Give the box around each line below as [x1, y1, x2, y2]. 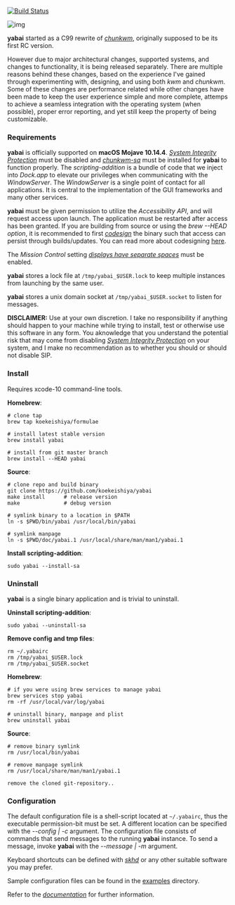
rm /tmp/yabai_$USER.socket [7, 660, 90, 667]
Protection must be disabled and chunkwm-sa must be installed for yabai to [7, 156, 227, 165]
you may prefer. [7, 863, 53, 872]
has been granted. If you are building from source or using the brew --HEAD [7, 222, 227, 230]
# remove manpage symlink [7, 761, 83, 768]
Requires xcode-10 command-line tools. [7, 384, 123, 393]
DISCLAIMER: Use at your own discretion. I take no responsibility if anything [7, 314, 228, 322]
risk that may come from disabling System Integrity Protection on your [7, 336, 210, 345]
